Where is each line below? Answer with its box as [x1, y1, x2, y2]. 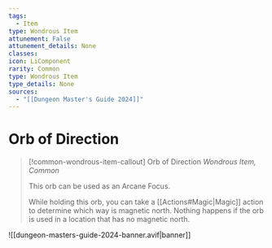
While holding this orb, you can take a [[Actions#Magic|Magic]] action [28, 197, 264, 207]
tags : [8, 11, 27, 20]
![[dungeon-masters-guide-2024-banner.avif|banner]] [8, 230, 191, 240]
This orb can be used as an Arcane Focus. [28, 181, 171, 191]
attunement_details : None [8, 42, 96, 50]
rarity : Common [8, 65, 60, 73]
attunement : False [8, 34, 71, 43]
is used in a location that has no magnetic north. [28, 215, 191, 224]
